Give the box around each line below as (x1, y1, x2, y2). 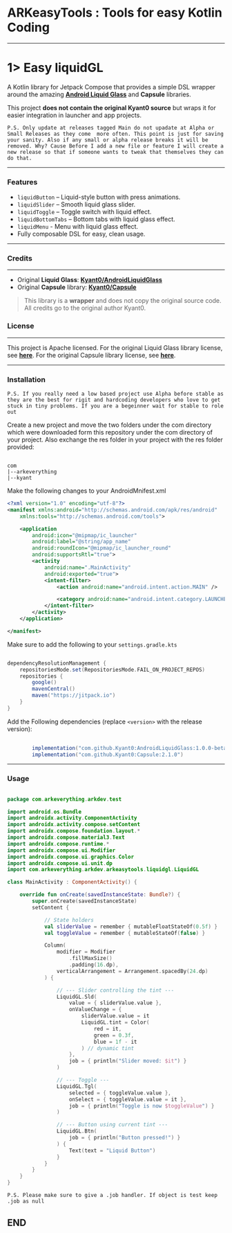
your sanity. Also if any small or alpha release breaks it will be (7, 137, 209, 143)
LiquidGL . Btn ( (56, 1128, 97, 1135)
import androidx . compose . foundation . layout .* (7, 828, 140, 834)
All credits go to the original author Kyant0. (23, 304, 146, 313)
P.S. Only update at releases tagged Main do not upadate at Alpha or (7, 124, 215, 131)
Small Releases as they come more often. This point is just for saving (7, 130, 224, 137)
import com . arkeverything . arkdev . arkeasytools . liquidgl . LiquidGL (7, 866, 199, 873)
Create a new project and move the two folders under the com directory (7, 421, 212, 429)
